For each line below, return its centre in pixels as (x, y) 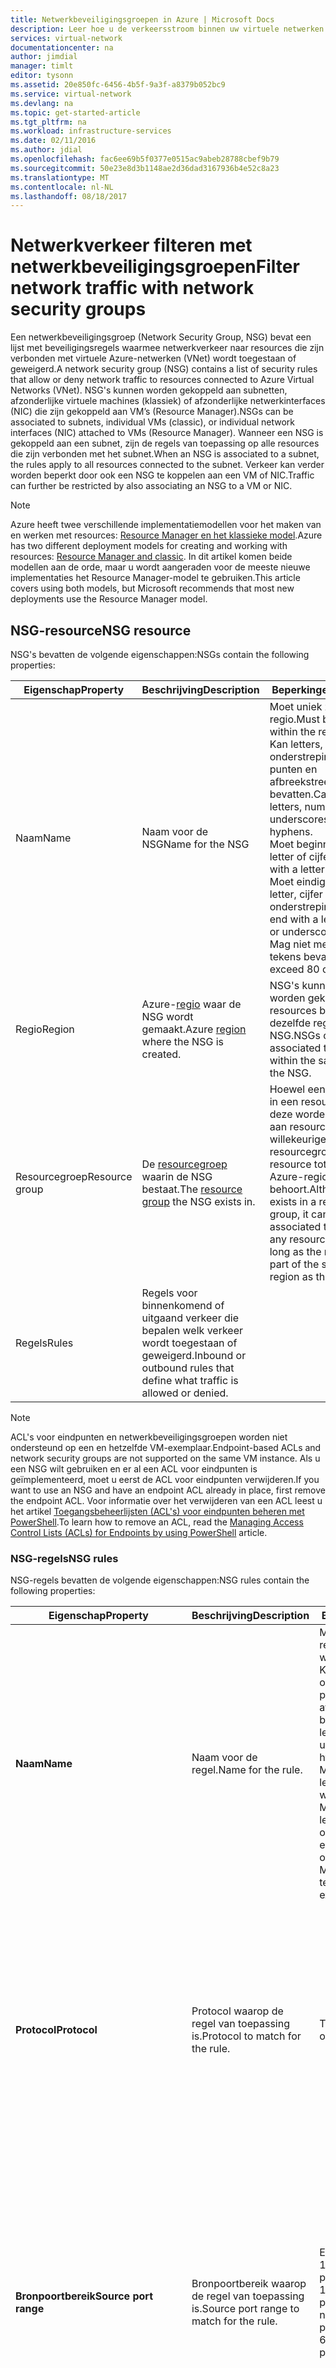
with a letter (297, 869)
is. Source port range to (245, 2309)
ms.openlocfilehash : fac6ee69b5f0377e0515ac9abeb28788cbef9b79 (145, 159)
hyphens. (291, 831)
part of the (294, 1264)
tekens (285, 956)
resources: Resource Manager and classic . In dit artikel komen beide (151, 557)
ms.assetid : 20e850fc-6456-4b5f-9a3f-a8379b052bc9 (118, 85)
